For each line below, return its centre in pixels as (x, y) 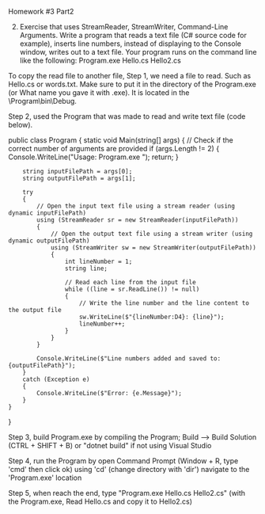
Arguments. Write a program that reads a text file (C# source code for (133, 35)
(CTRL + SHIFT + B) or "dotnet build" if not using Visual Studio (110, 445)
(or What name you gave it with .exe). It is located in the (99, 93)
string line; (86, 268)
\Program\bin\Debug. (43, 101)
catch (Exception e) (56, 379)
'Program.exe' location (45, 478)
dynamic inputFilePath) (47, 213)
